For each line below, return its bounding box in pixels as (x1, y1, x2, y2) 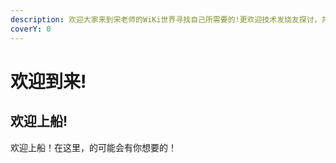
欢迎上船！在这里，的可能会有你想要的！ (10, 141, 177, 153)
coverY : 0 (10, 24, 52, 34)
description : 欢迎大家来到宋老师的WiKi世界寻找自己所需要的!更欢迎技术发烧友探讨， (10, 14, 322, 25)
